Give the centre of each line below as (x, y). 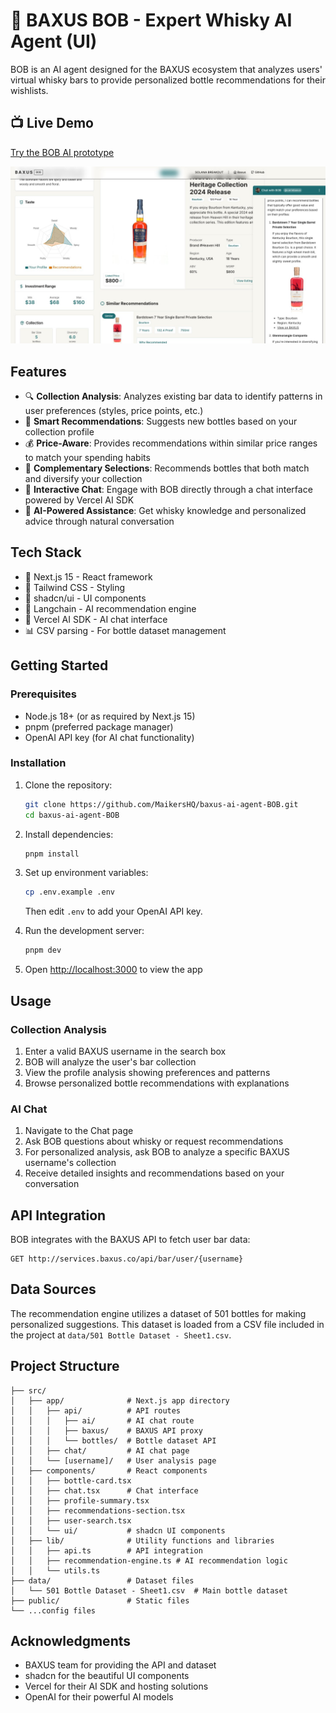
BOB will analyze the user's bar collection (110, 1061)
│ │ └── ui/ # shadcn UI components (118, 1530)
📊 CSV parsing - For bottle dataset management (125, 630)
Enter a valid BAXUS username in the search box (125, 1051)
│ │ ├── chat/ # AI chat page (100, 1450)
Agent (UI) (54, 41)
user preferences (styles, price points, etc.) (114, 411)
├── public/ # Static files (100, 1600)
